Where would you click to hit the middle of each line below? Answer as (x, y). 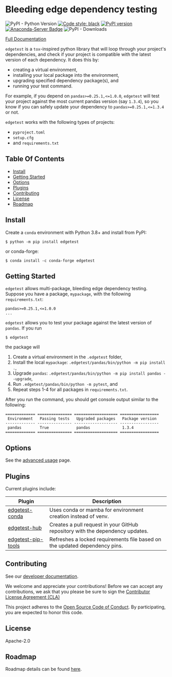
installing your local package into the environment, (66, 75)
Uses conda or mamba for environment (96, 510)
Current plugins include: (31, 489)
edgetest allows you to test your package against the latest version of (79, 323)
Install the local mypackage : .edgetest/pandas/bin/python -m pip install (89, 362)
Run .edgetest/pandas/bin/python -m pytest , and (65, 384)
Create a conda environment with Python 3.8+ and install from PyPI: (76, 232)
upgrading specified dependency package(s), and (66, 80)
